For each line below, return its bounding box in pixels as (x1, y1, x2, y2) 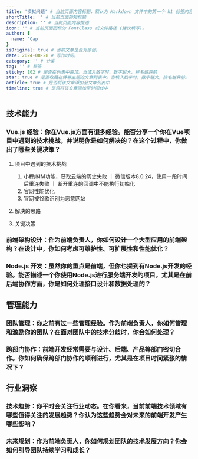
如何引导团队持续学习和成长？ (6, 446, 91, 454)
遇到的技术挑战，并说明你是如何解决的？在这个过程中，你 (18, 137, 181, 145)
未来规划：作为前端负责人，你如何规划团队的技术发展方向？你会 (6, 437, 187, 445)
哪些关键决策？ (18, 146, 61, 154)
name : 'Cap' (11, 36, 41, 42)
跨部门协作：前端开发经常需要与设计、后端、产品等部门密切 (6, 345, 176, 353)
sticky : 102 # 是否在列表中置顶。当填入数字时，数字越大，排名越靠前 (6, 69, 157, 75)
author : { (6, 31, 31, 37)
